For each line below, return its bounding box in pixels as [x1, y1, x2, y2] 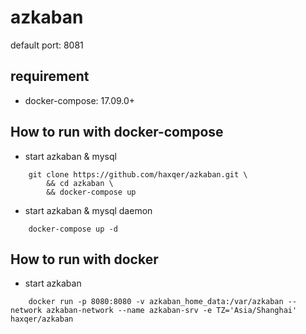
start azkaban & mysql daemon [24, 204, 153, 216]
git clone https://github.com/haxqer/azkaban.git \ [28, 169, 248, 180]
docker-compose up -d [28, 224, 118, 234]
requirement [10, 68, 90, 85]
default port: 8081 [10, 39, 84, 51]
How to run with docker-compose [10, 124, 224, 141]
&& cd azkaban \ [46, 178, 114, 188]
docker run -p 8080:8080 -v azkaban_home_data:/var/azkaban [28, 297, 284, 307]
